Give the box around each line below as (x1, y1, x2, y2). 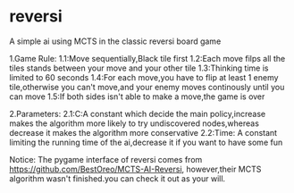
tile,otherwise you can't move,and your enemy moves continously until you (9, 81, 285, 92)
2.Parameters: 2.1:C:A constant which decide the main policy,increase (9, 108, 266, 119)
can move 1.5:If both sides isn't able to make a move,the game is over (9, 91, 265, 102)
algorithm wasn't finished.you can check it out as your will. (9, 172, 226, 184)
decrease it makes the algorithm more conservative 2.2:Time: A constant (9, 127, 278, 138)
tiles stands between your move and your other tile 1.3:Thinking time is (9, 63, 269, 73)
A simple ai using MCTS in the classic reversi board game (9, 36, 222, 46)
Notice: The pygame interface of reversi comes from (9, 154, 203, 164)
